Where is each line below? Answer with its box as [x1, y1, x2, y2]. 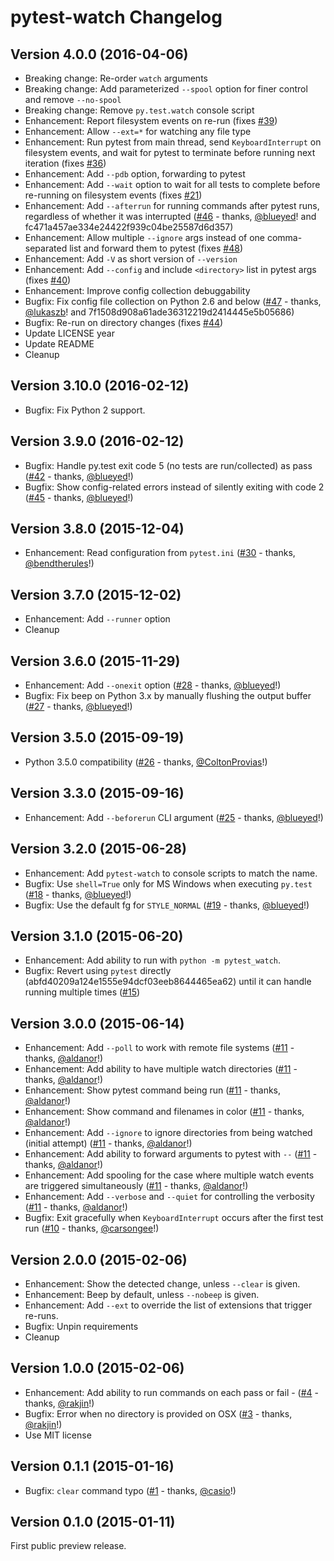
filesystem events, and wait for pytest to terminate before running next [24, 147, 316, 158]
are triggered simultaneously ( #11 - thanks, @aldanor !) [24, 1180, 249, 1192]
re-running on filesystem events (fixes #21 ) [24, 189, 203, 201]
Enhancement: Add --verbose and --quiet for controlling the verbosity [24, 1191, 315, 1203]
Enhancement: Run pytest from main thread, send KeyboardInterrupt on [24, 136, 322, 148]
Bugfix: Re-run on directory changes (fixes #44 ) [24, 317, 224, 328]
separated [24, 242, 68, 254]
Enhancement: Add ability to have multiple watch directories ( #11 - [24, 1063, 298, 1075]
